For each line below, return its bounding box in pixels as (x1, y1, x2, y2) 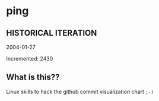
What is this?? (6, 72, 60, 83)
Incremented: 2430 (6, 55, 53, 62)
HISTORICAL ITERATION (6, 28, 97, 38)
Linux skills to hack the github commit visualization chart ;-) (6, 88, 154, 95)
